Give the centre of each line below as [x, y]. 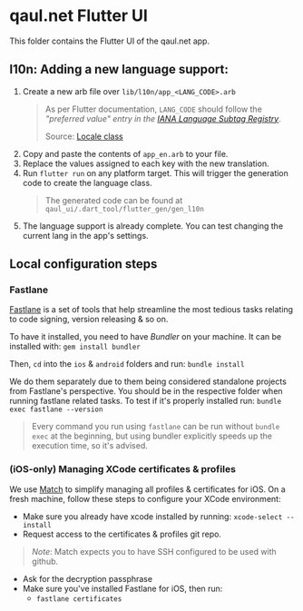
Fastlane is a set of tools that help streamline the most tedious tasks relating [151, 310]
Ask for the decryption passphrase [87, 578]
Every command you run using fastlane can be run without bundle [156, 427]
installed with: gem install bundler [75, 347]
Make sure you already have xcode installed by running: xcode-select [152, 516]
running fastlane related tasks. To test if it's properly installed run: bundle [146, 401]
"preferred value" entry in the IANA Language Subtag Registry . [163, 118]
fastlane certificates [79, 599]
